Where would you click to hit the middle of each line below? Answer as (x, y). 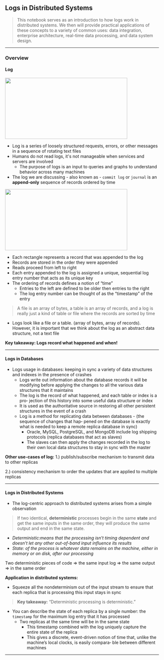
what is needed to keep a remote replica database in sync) (78, 427)
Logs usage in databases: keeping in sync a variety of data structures (82, 369)
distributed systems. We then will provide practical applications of (83, 25)
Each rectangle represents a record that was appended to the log (78, 257)
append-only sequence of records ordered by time (64, 182)
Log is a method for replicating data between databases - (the (82, 416)
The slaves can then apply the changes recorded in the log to (88, 442)
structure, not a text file (36, 333)
